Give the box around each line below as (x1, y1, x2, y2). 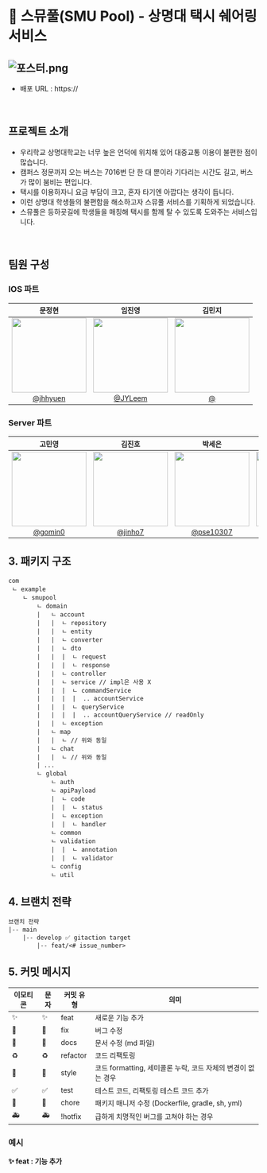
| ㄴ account (37, 611, 86, 619)
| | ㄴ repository (37, 620, 107, 627)
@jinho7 (116, 526, 145, 537)
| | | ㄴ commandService (37, 687, 132, 695)
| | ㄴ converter (37, 636, 103, 644)
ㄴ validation (50, 837, 96, 845)
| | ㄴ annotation (50, 846, 118, 854)
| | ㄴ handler (50, 821, 107, 829)
